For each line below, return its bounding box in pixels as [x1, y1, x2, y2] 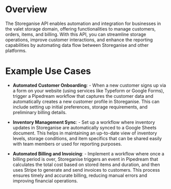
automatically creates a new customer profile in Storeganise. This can [12, 98, 160, 104]
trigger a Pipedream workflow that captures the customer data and [12, 93, 154, 99]
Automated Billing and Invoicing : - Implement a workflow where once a [12, 150, 164, 156]
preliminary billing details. [12, 109, 67, 115]
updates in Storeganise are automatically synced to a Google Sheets [12, 124, 157, 130]
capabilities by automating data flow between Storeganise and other [5, 42, 149, 48]
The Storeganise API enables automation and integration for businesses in [5, 20, 161, 26]
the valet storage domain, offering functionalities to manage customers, [5, 25, 156, 32]
